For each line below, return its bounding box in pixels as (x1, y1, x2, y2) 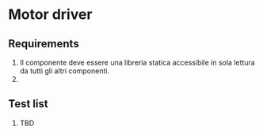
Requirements (8, 37, 79, 50)
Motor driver (8, 6, 93, 24)
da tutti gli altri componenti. (19, 66, 109, 76)
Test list (8, 97, 49, 111)
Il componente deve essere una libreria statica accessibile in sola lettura (19, 58, 255, 67)
